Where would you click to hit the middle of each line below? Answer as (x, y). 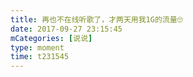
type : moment (37, 47)
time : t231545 (40, 57)
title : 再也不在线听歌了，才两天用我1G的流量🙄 (96, 19)
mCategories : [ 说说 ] (51, 38)
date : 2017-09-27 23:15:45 (66, 29)
